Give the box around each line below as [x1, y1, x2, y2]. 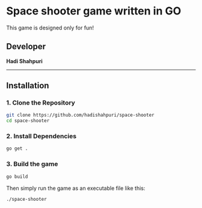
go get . [6, 145, 28, 151]
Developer [6, 41, 46, 52]
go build [6, 173, 28, 180]
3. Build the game [6, 160, 58, 168]
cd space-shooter [6, 118, 50, 124]
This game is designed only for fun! [6, 24, 94, 31]
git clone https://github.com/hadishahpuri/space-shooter [6, 112, 155, 118]
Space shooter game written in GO [6, 4, 182, 18]
